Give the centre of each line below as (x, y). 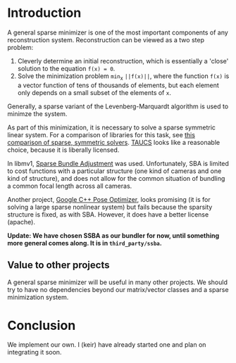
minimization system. (38, 297)
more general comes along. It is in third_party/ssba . (85, 243)
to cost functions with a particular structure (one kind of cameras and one (114, 171)
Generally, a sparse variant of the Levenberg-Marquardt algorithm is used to (118, 106)
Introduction (44, 13)
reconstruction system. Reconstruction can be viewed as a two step (106, 39)
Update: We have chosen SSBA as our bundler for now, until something (113, 235)
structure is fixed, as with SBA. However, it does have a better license (108, 214)
